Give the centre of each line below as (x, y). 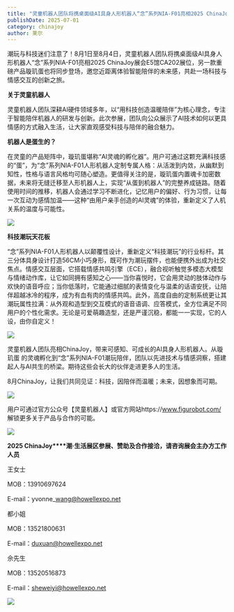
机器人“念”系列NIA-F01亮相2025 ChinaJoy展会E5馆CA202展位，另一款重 (118, 63)
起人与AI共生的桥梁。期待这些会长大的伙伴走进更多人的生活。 (96, 367)
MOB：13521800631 (36, 529)
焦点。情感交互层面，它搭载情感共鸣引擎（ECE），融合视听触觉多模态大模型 (116, 269)
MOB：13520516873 (37, 573)
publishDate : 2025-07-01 (43, 20)
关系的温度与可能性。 (38, 209)
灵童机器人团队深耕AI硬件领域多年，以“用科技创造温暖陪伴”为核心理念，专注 (117, 109)
